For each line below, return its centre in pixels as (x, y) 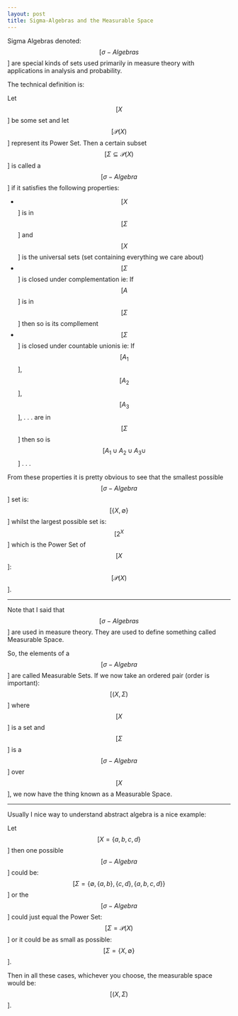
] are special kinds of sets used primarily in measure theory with (101, 63)
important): (24, 683)
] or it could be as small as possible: (59, 940)
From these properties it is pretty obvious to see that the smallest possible (115, 477)
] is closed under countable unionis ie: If (76, 346)
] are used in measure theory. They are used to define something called (112, 632)
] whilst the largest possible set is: (57, 521)
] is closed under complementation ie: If (75, 279)
